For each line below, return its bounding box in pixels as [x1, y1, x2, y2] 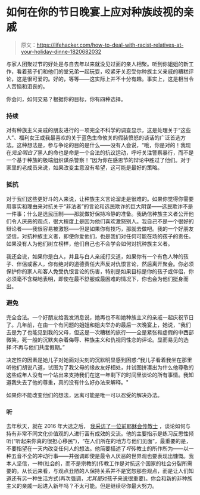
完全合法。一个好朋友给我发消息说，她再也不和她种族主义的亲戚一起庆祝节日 [6, 313, 194, 320]
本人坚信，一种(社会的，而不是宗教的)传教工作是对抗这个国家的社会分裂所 [6, 460, 187, 467]
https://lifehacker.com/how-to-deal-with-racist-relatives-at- [36, 41, 184, 48]
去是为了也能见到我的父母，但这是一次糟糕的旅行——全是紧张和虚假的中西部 [6, 328, 194, 335]
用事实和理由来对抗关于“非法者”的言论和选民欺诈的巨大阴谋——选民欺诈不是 [6, 203, 193, 210]
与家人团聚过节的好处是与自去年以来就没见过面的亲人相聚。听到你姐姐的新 [6, 60, 189, 68]
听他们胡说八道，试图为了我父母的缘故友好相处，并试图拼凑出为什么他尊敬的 [6, 363, 194, 371]
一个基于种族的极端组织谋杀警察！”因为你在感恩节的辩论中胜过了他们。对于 [6, 157, 192, 164]
